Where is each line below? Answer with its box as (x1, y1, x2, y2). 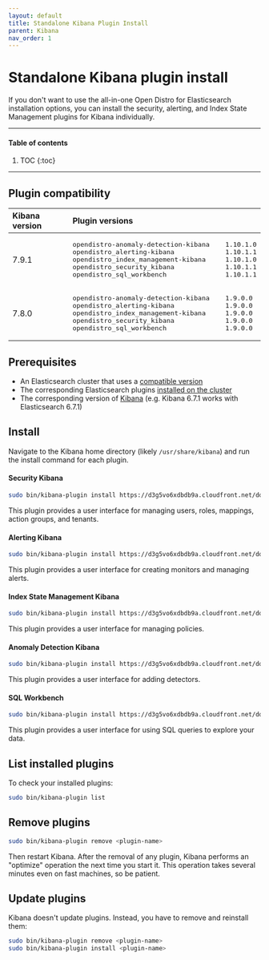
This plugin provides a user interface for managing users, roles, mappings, (8, 506, 255, 515)
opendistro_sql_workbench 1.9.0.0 (72, 324, 254, 333)
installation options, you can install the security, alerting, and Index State (8, 103, 247, 113)
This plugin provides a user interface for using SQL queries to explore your (8, 725, 255, 735)
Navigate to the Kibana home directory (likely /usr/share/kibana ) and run (8, 446, 251, 456)
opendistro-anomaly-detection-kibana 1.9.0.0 (72, 294, 254, 303)
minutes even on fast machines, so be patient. (8, 869, 160, 878)
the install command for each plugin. (8, 454, 130, 465)
